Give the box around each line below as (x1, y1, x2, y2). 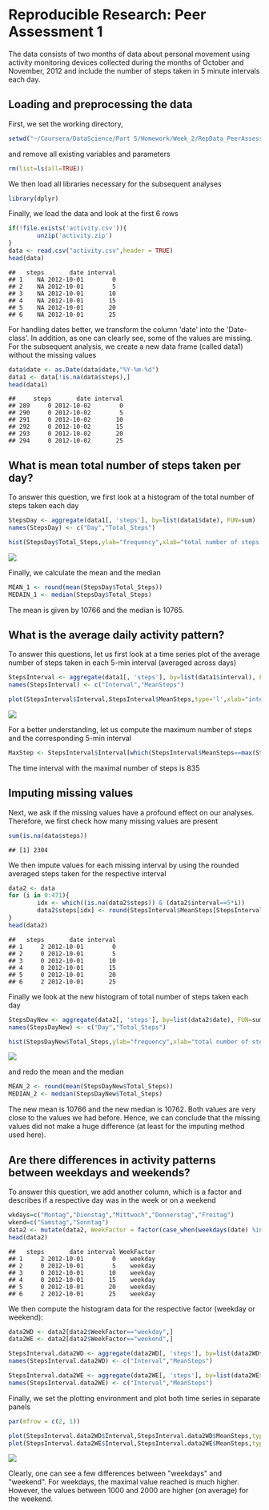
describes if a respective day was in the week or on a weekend (8, 1196, 216, 1205)
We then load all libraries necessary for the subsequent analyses (8, 178, 222, 189)
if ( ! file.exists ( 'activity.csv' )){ (8, 224, 127, 233)
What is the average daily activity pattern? (8, 628, 225, 642)
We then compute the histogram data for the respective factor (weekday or (8, 1304, 256, 1313)
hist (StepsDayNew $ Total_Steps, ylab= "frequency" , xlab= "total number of (8, 1038, 249, 1046)
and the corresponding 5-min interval (8, 734, 132, 743)
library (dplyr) (8, 194, 59, 202)
